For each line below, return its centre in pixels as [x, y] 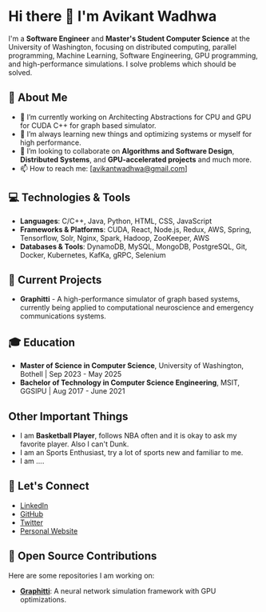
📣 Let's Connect [49, 486]
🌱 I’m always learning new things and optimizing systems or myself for [136, 134]
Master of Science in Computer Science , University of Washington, [132, 366]
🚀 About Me [38, 98]
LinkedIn [34, 505]
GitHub [32, 514]
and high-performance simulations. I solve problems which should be [123, 64]
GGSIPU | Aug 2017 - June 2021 [72, 391]
